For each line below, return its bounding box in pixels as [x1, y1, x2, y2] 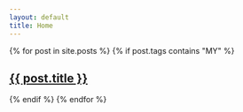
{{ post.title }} [9, 71, 89, 86]
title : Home [9, 21, 53, 30]
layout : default [9, 12, 69, 22]
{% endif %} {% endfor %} [9, 94, 107, 105]
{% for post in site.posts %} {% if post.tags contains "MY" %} [9, 45, 235, 56]
